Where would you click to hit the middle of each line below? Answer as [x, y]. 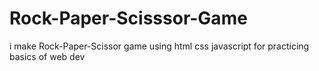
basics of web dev [47, 56]
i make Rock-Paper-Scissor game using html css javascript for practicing [159, 46]
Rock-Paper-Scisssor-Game [128, 18]
